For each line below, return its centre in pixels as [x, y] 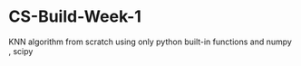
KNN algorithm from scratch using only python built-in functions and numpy [150, 42]
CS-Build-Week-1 [75, 17]
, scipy [21, 51]
